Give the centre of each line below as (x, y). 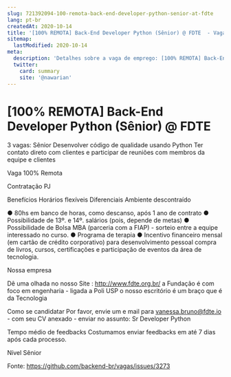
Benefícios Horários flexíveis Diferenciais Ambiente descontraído (99, 200)
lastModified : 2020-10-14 (51, 45)
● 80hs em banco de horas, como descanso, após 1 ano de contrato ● (108, 213)
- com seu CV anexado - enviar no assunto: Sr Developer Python (99, 319)
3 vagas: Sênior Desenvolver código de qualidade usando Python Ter (105, 145)
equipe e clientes (32, 160)
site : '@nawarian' (46, 77)
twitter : (26, 65)
